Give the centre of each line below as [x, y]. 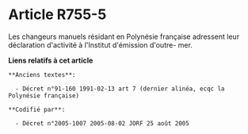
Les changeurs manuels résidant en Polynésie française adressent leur [124, 36]
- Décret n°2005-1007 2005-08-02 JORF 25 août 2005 [103, 123]
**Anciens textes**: [42, 75]
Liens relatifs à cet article [51, 60]
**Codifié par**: [37, 109]
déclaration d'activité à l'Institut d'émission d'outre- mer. [100, 44]
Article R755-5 [57, 15]
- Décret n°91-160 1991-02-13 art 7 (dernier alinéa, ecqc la [120, 89]
